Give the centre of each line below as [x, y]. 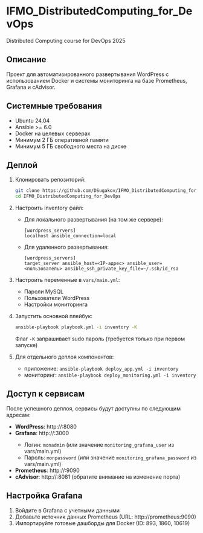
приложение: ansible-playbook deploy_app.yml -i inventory [101, 369]
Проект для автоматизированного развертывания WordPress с [88, 74]
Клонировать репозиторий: [50, 180]
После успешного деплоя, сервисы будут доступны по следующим [94, 408]
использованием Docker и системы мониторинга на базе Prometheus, [97, 80]
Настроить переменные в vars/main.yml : [67, 280]
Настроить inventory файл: [49, 208]
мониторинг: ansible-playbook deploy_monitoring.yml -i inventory [110, 375]
